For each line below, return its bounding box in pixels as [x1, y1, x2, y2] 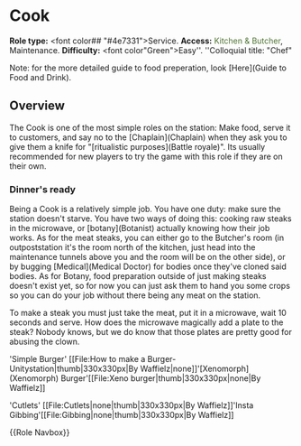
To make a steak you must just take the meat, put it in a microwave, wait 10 [9, 308, 287, 319]
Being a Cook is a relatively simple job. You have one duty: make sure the [9, 204, 281, 215]
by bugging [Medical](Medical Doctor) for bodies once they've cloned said [9, 261, 287, 272]
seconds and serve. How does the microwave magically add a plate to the [9, 317, 284, 328]
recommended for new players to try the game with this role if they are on [9, 151, 284, 162]
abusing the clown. [9, 336, 80, 348]
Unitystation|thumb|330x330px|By [9, 363, 139, 375]
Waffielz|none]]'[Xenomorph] [140, 363, 250, 375]
